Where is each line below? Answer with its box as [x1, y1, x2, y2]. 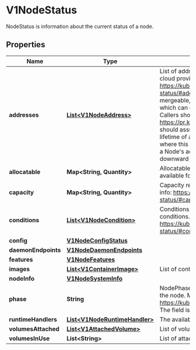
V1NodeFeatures [66, 255, 116, 264]
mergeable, [159, 96, 191, 104]
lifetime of [159, 133, 187, 141]
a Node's [159, 147, 185, 155]
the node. [159, 291, 185, 299]
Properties [6, 40, 45, 50]
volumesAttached [9, 325, 60, 333]
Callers [159, 110, 179, 119]
